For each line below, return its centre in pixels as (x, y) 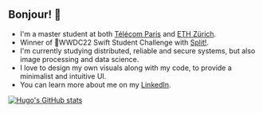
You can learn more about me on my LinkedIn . (95, 84)
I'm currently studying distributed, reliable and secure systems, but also (137, 51)
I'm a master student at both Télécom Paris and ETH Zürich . (118, 33)
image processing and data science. (79, 59)
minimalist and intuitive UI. (63, 76)
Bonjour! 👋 (35, 15)
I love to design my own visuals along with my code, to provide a (126, 68)
